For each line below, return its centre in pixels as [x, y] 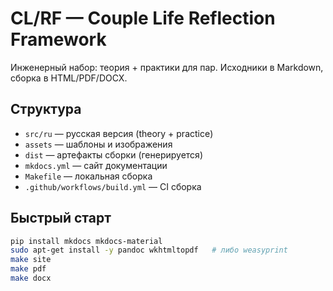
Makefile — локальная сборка [88, 176]
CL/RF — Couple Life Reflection [143, 18]
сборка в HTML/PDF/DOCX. [69, 78]
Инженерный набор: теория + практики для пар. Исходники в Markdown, [167, 67]
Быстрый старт [61, 218]
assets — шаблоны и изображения [98, 144]
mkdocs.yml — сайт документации [96, 165]
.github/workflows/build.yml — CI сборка [113, 186]
